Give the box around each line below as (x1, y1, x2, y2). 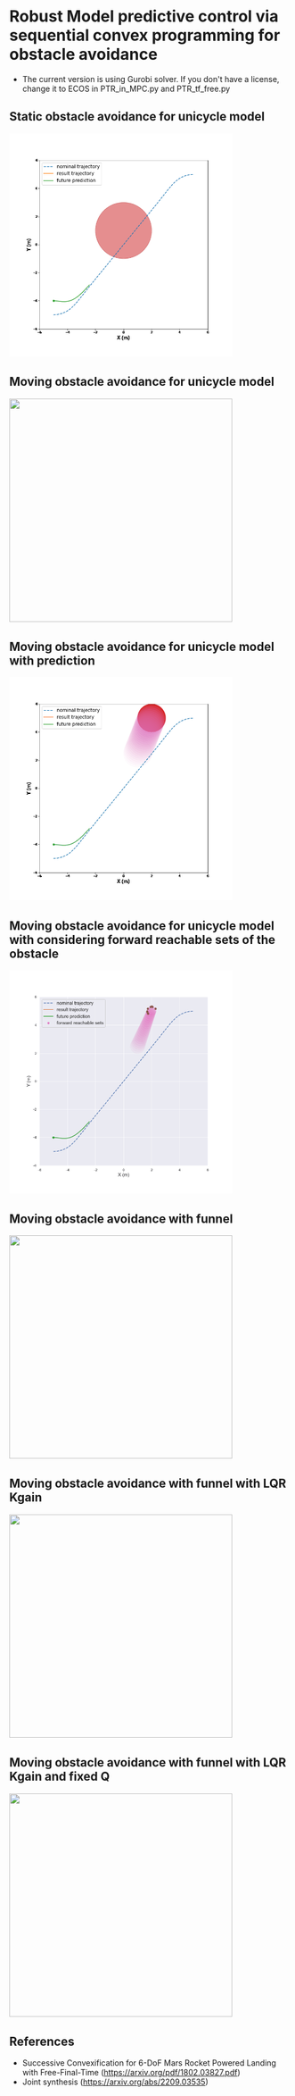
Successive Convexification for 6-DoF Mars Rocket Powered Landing (21, 2058, 276, 2068)
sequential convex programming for (9, 25, 281, 46)
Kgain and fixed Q (9, 1769, 110, 1784)
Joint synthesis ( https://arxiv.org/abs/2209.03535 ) (21, 2076, 209, 2087)
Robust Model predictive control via (9, 6, 279, 27)
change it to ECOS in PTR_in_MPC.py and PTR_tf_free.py (21, 83, 231, 94)
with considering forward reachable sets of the (9, 931, 276, 948)
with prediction (9, 653, 95, 668)
